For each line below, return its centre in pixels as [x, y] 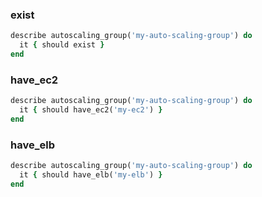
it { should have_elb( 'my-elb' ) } [91, 175]
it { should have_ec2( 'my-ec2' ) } [91, 110]
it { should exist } [62, 45]
